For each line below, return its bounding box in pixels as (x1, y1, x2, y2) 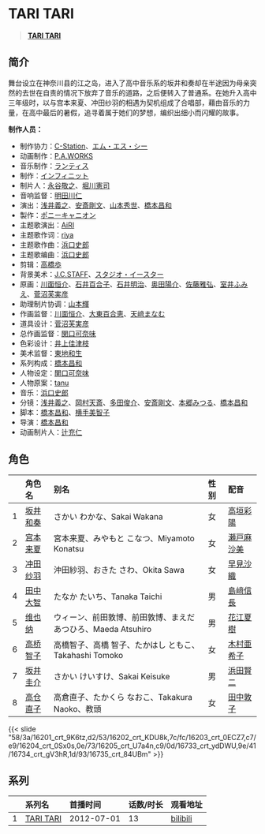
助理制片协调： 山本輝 (19, 299, 89, 309)
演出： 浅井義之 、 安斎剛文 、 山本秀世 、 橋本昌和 (19, 200, 172, 210)
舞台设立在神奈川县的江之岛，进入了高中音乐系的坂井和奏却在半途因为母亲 (8, 78, 250, 88)
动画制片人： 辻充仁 (19, 427, 83, 436)
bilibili (170, 813, 192, 825)
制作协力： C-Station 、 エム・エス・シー (19, 141, 148, 151)
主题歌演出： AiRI (19, 220, 75, 230)
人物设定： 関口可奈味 (19, 368, 89, 377)
